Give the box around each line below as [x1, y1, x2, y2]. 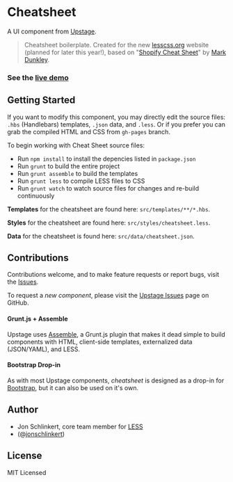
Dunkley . [24, 55, 50, 63]
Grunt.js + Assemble [7, 314, 68, 323]
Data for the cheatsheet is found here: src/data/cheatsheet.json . [7, 232, 195, 240]
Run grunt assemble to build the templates [17, 169, 138, 177]
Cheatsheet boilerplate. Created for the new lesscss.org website [24, 40, 209, 49]
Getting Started [7, 95, 76, 106]
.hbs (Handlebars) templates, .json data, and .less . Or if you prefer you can [7, 120, 226, 129]
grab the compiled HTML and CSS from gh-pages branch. [7, 127, 170, 136]
